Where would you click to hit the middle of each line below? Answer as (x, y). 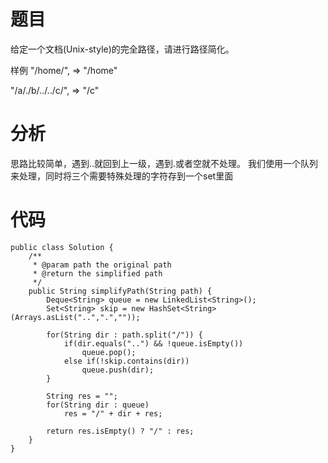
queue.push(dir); (118, 370)
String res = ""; (82, 396)
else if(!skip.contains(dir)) (126, 361)
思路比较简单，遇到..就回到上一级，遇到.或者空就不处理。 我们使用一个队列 (164, 163)
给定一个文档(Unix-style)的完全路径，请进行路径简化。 (122, 49)
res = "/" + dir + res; (113, 413)
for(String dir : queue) (98, 405)
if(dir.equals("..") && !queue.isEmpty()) (153, 343)
